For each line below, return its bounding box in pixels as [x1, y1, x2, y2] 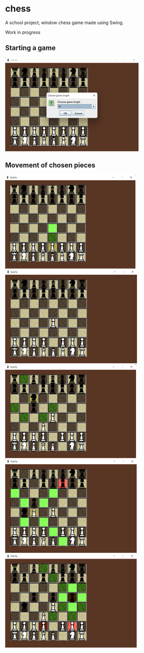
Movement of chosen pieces [5, 161, 96, 170]
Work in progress [5, 29, 41, 35]
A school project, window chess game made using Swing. [5, 20, 124, 26]
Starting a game [5, 44, 56, 53]
